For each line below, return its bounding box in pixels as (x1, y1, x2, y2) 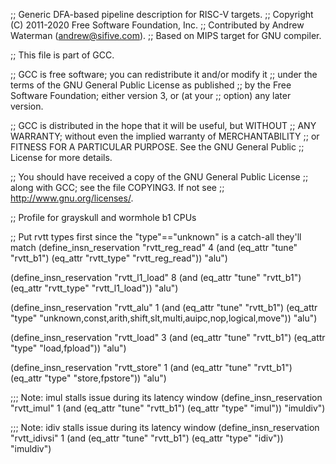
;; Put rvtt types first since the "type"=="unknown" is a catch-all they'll (10, 231, 302, 243)
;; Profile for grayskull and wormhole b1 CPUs (10, 212, 197, 223)
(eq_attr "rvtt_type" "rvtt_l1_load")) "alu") (10, 282, 179, 294)
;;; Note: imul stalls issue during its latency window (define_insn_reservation (10, 392, 323, 403)
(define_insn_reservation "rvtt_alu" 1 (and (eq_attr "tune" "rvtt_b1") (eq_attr (10, 302, 318, 313)
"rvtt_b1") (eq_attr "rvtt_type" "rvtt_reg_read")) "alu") (10, 252, 228, 264)
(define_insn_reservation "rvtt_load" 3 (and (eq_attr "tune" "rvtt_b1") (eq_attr (10, 332, 326, 343)
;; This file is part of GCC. (10, 49, 115, 61)
